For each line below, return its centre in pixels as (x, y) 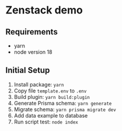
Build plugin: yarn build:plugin (52, 96)
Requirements (32, 32)
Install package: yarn (39, 84)
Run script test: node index (46, 122)
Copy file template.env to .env (50, 91)
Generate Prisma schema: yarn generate (63, 103)
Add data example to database (51, 115)
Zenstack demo (44, 10)
